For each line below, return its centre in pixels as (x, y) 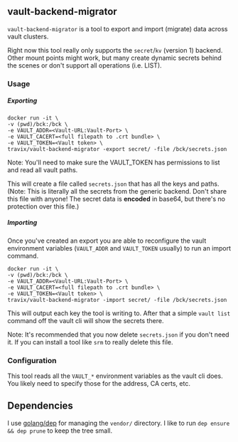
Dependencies (40, 406)
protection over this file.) (43, 206)
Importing (22, 223)
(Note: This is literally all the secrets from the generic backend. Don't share (117, 191)
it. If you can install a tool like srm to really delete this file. (90, 342)
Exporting (22, 101)
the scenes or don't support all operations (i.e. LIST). (85, 65)
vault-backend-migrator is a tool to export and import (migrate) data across (118, 28)
